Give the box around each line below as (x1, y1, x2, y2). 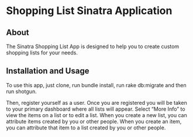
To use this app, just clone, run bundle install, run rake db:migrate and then (6, 81, 187, 88)
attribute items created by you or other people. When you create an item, (6, 118, 182, 125)
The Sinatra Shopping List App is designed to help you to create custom (6, 43, 180, 50)
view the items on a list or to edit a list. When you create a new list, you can (6, 111, 187, 118)
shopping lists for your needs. (6, 49, 78, 56)
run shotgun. (6, 88, 37, 95)
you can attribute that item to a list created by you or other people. (6, 124, 166, 131)
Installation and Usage (6, 66, 89, 76)
